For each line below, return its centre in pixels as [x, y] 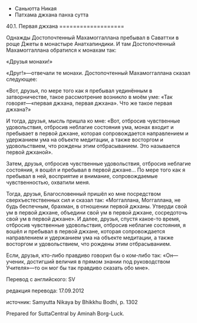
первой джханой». [29, 152]
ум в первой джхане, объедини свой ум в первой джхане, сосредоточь [97, 212]
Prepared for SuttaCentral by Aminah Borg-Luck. [65, 314]
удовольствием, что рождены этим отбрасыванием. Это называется [93, 146]
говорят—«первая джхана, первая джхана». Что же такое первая [89, 103]
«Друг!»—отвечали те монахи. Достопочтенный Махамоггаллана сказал [98, 73]
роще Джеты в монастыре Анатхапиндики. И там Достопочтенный [91, 44]
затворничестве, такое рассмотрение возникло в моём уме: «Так [89, 97]
